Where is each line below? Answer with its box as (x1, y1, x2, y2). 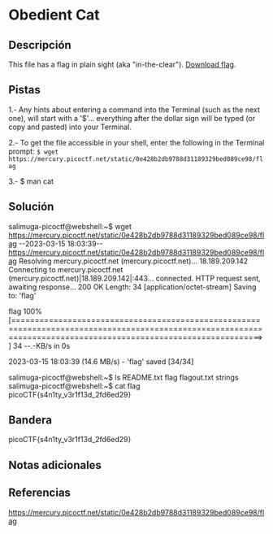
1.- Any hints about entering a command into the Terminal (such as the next (8, 104, 260, 115)
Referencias (8, 486, 71, 500)
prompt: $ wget (8, 146, 59, 156)
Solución (8, 200, 54, 214)
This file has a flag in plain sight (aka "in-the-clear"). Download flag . (8, 59, 236, 69)
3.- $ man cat (8, 176, 54, 186)
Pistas (8, 83, 41, 97)
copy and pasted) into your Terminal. (8, 122, 132, 132)
